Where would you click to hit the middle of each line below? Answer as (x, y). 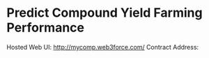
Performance (46, 28)
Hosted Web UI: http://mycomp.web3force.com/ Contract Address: (103, 47)
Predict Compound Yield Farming (104, 13)
